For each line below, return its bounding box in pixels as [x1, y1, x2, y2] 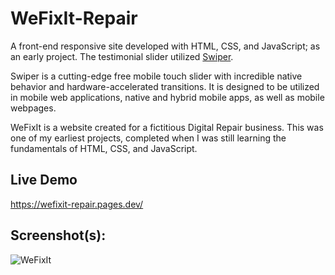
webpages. [10, 102, 57, 114]
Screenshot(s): [10, 227, 107, 244]
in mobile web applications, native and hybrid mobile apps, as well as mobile [10, 91, 325, 103]
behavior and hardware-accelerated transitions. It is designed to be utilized [10, 80, 320, 92]
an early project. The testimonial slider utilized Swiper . [10, 50, 234, 62]
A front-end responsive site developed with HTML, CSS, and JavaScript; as [10, 40, 321, 52]
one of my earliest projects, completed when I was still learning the [10, 132, 287, 144]
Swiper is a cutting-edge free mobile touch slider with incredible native [10, 70, 303, 82]
